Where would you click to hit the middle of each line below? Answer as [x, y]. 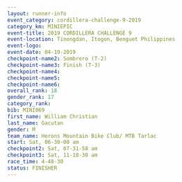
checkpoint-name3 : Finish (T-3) [54, 65]
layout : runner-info [37, 13]
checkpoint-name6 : [34, 84]
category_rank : [29, 104]
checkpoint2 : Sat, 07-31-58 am [52, 149]
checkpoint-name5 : [34, 78]
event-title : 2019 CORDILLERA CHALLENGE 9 [69, 33]
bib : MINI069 [26, 110]
